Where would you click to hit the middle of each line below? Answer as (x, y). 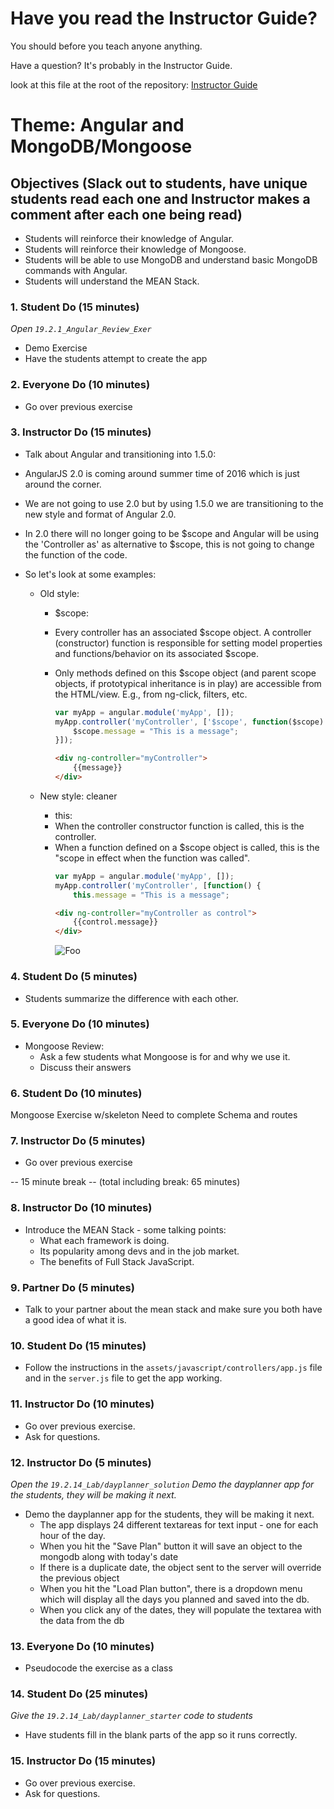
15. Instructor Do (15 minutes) (83, 1761)
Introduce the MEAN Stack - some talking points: (125, 1229)
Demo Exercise (56, 348)
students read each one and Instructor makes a (160, 198)
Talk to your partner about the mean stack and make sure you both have (173, 1309)
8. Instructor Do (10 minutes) (81, 1208)
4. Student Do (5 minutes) (74, 977)
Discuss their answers (85, 1067)
